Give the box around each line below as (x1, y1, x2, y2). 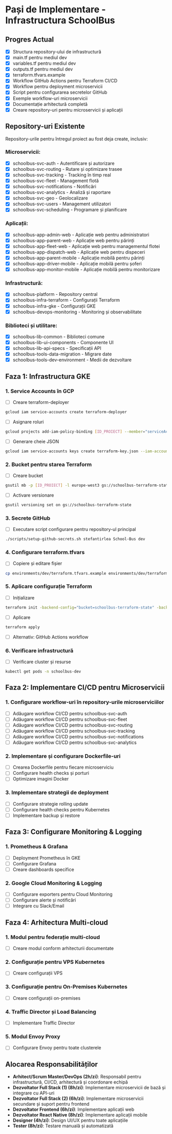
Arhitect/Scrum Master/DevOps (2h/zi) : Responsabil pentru (12, 1074, 142, 1080)
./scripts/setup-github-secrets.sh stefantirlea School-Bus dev (5, 537, 145, 542)
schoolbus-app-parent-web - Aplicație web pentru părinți (12, 237, 135, 243)
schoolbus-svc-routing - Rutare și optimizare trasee (12, 166, 122, 172)
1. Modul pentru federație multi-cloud (5, 933, 100, 941)
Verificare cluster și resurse (12, 659, 71, 665)
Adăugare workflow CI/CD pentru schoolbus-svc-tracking (12, 728, 135, 734)
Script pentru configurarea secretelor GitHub (12, 89, 107, 96)
